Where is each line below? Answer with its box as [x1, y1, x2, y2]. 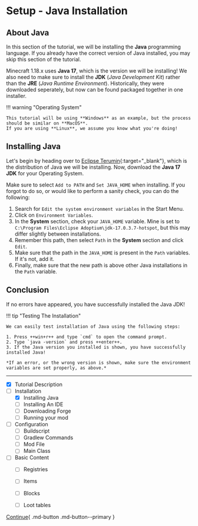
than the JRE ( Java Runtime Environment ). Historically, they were [6, 80, 164, 87]
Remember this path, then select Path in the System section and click [14, 236, 184, 243]
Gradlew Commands [23, 434, 74, 441]
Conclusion [6, 285, 49, 295]
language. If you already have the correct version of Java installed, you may [6, 50, 190, 57]
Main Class [23, 447, 51, 455]
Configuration [14, 421, 48, 427]
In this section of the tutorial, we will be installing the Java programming [6, 43, 181, 50]
